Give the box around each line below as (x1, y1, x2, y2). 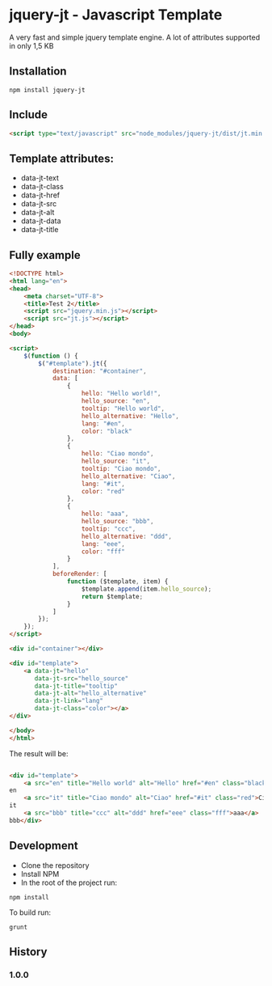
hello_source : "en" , (81, 397, 151, 405)
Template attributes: (9, 151, 114, 165)
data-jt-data (20, 216, 61, 226)
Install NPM (20, 869, 60, 878)
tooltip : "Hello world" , (81, 404, 165, 413)
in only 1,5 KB (9, 40, 54, 50)
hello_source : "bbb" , (81, 518, 154, 526)
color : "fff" (81, 548, 126, 556)
